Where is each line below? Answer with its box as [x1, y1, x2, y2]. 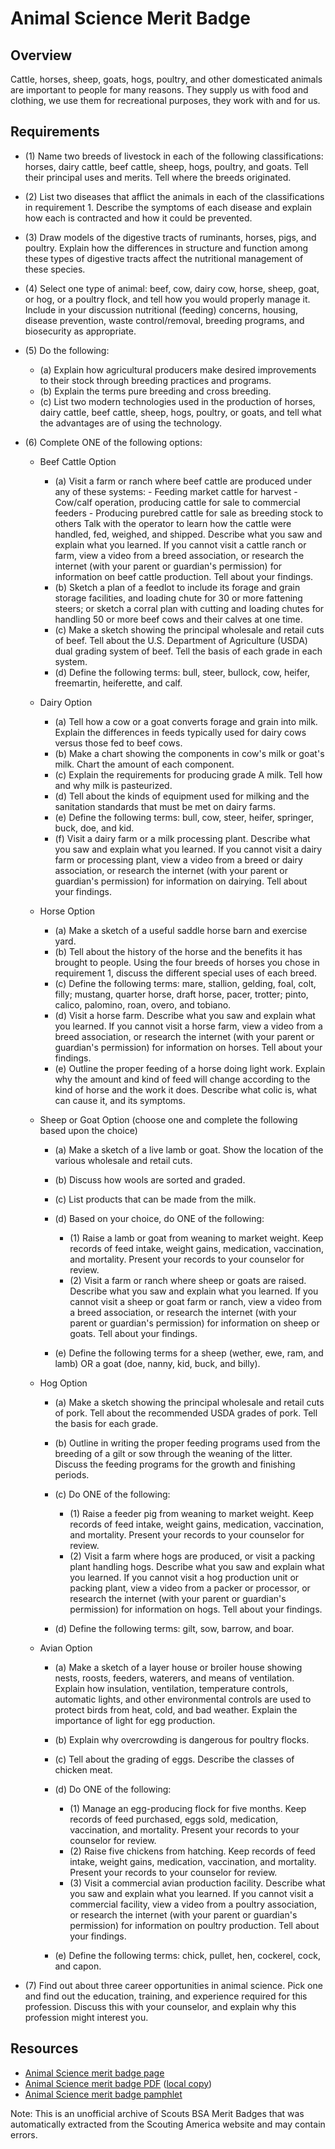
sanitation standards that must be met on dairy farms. [54, 800, 276, 812]
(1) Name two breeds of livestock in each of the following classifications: [24, 150, 324, 162]
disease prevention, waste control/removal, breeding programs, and [24, 314, 305, 326]
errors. [10, 2128, 38, 2141]
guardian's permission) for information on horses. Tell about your [54, 1041, 323, 1053]
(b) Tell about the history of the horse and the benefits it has [54, 945, 303, 957]
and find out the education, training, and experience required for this [24, 1990, 308, 2002]
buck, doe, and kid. [54, 822, 135, 834]
